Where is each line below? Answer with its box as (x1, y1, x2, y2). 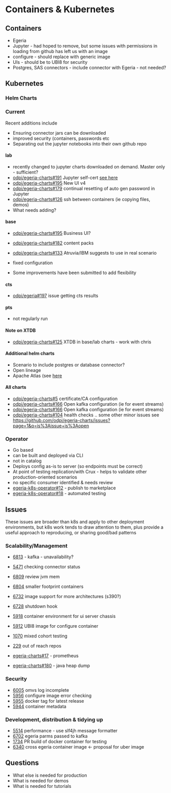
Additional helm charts (5, 351, 55, 357)
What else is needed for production (12, 772, 87, 778)
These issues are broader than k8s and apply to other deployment (5, 519, 144, 525)
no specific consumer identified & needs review (12, 480, 113, 486)
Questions (5, 759, 39, 767)
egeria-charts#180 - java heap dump (12, 662, 90, 669)
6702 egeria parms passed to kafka (12, 733, 88, 739)
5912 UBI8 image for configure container (12, 623, 99, 629)
